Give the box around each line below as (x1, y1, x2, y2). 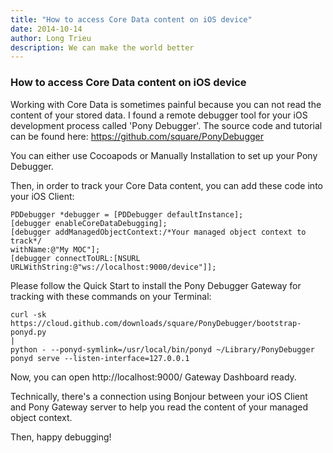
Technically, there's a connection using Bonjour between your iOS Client (10, 390, 308, 402)
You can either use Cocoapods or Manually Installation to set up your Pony (10, 149, 318, 161)
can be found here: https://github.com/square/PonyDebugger (10, 130, 264, 142)
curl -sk (10, 309, 47, 320)
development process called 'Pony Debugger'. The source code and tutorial (10, 119, 323, 131)
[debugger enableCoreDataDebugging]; (10, 218, 168, 228)
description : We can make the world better (10, 42, 195, 53)
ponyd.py (10, 327, 47, 337)
